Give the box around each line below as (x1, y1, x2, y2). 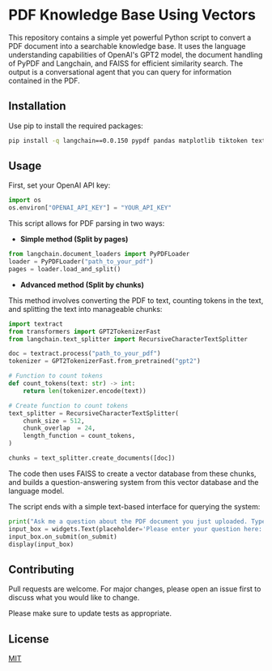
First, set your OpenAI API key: (8, 180, 111, 190)
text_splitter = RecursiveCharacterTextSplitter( (8, 409, 180, 418)
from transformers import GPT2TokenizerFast (8, 327, 161, 335)
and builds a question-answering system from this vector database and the (8, 477, 259, 487)
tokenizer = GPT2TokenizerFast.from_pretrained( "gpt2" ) (8, 357, 201, 366)
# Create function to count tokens (8, 401, 129, 409)
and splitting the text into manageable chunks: (8, 304, 163, 314)
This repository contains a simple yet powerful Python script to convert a (8, 32, 252, 42)
